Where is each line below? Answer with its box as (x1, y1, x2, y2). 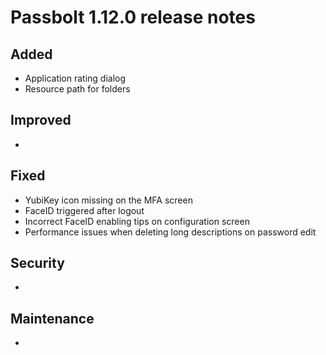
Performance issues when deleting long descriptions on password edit (24, 226, 317, 238)
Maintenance (10, 310, 95, 327)
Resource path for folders (24, 83, 131, 95)
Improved (10, 112, 72, 129)
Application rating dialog (24, 72, 127, 84)
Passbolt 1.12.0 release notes (10, 6, 256, 29)
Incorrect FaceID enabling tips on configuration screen (24, 215, 250, 227)
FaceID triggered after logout (24, 204, 145, 216)
